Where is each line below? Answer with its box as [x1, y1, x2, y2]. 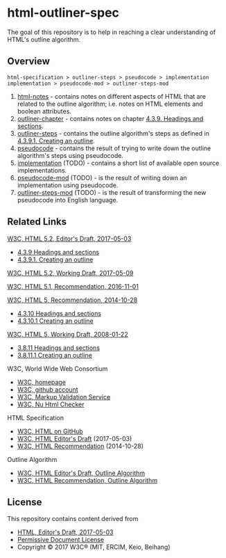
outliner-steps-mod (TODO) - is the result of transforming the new [17, 188, 207, 196]
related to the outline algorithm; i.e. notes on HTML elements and [17, 99, 203, 108]
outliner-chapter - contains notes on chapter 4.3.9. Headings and [17, 114, 204, 122]
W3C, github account [17, 385, 78, 394]
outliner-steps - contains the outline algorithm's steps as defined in [17, 129, 209, 137]
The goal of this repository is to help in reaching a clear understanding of [7, 28, 216, 36]
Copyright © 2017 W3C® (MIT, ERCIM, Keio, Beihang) [17, 543, 171, 551]
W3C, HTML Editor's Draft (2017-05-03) [17, 434, 132, 443]
